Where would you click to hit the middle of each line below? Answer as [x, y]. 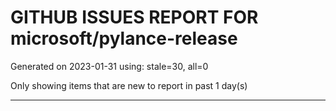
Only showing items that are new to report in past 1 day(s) [129, 85]
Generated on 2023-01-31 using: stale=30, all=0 [109, 66]
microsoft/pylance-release [124, 38]
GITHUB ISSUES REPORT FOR [134, 17]
